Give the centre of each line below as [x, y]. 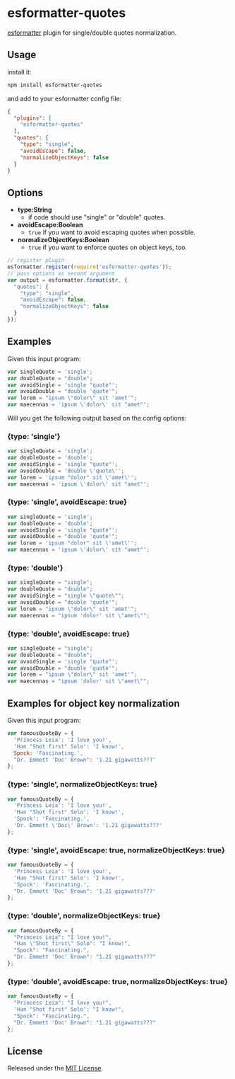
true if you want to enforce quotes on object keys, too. [108, 247]
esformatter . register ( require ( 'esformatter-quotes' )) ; [90, 267]
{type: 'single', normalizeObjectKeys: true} [83, 784]
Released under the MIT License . [55, 1068]
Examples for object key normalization [94, 703]
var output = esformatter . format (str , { [68, 280]
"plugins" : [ [33, 118]
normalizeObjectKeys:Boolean [63, 240]
